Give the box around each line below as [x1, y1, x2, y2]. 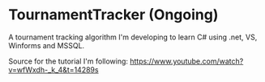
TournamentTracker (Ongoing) [8, 6, 219, 24]
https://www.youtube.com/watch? [129, 56, 244, 66]
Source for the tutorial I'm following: [8, 56, 128, 66]
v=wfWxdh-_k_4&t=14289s [8, 64, 99, 74]
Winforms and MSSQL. [8, 40, 85, 50]
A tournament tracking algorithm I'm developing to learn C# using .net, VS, [8, 32, 258, 42]
